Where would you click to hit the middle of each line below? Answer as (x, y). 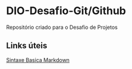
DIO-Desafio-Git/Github (66, 11)
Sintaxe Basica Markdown (38, 60)
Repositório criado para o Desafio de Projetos (62, 27)
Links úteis (27, 46)
